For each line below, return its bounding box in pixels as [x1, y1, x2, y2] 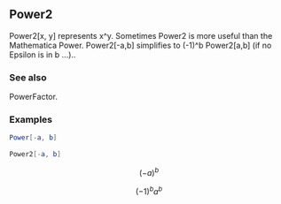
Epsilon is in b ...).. [9, 49, 76, 60]
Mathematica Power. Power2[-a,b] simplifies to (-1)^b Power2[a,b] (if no [9, 40, 272, 50]
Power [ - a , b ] [9, 133, 58, 142]
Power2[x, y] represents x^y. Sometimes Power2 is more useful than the [9, 30, 273, 41]
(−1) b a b [135, 185, 163, 197]
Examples [9, 114, 53, 126]
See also [9, 71, 47, 83]
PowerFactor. [9, 92, 58, 102]
